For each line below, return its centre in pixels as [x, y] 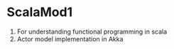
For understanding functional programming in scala [92, 31]
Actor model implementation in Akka [70, 38]
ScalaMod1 [40, 12]
